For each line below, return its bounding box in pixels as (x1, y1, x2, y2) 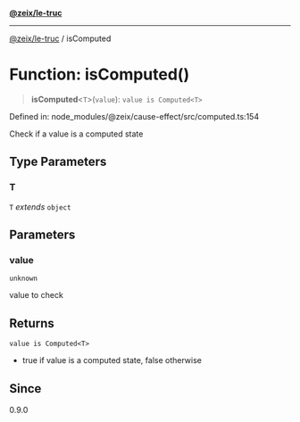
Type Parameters (9, 154, 107, 170)
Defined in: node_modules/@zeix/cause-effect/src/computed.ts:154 (9, 111, 260, 121)
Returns (9, 316, 55, 331)
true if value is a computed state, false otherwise (21, 355, 203, 366)
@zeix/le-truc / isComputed (9, 33, 112, 44)
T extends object (9, 201, 71, 212)
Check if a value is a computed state (9, 128, 144, 139)
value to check (9, 290, 64, 301)
